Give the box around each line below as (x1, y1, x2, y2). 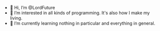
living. (9, 15, 22, 21)
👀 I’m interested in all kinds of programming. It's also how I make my (9, 10, 150, 16)
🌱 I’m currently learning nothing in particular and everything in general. (9, 20, 156, 26)
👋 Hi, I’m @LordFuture (9, 5, 55, 10)
